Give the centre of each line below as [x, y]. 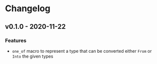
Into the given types [33, 56]
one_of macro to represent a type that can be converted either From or [82, 51]
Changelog [28, 9]
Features [16, 41]
